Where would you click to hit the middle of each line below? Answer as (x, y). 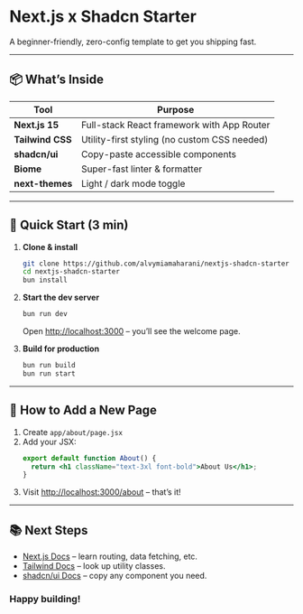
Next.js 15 (37, 125)
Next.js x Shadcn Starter (103, 17)
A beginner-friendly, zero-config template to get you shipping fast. (133, 42)
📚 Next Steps (49, 530)
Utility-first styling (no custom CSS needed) (174, 139)
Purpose (176, 109)
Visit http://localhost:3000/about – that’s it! (102, 492)
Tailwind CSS (43, 139)
